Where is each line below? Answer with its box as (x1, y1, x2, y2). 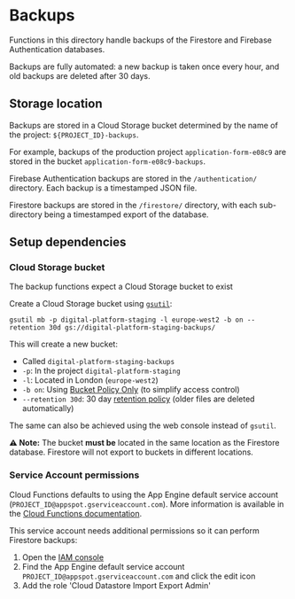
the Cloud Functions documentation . (9, 508, 143, 518)
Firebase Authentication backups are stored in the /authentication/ (9, 173, 258, 183)
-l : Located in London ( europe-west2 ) (21, 375, 159, 385)
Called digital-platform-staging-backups (21, 356, 175, 367)
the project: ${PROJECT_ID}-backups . (9, 129, 139, 140)
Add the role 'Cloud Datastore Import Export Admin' (21, 580, 211, 590)
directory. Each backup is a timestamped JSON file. (9, 183, 198, 193)
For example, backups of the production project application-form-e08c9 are (9, 146, 286, 157)
